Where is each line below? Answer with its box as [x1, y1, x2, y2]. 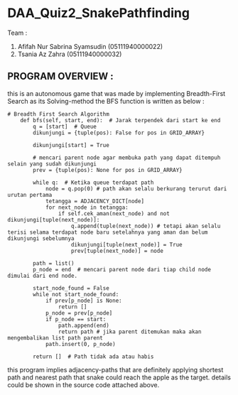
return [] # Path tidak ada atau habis [33, 353, 154, 360]
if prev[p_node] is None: [45, 297, 122, 304]
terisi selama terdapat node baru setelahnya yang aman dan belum [7, 229, 208, 236]
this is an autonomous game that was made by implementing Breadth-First [7, 89, 226, 97]
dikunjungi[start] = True [33, 141, 110, 148]
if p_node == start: [45, 315, 107, 323]
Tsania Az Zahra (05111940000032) [17, 50, 122, 58]
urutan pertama [7, 191, 53, 198]
